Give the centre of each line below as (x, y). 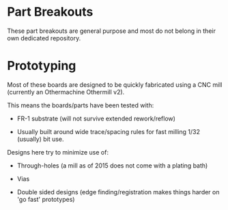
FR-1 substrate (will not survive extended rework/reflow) (96, 118)
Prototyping (42, 66)
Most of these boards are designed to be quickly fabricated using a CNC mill (115, 84)
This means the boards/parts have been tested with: (81, 105)
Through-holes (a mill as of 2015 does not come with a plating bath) (112, 166)
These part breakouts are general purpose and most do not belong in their (112, 31)
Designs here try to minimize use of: (58, 152)
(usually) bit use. (40, 139)
